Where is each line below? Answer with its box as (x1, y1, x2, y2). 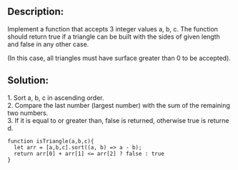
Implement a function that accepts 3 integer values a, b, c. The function (7, 24, 218, 33)
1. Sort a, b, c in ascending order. (7, 93, 104, 102)
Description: (7, 6, 64, 18)
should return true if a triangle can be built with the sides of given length (7, 32, 220, 41)
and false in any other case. (7, 39, 89, 49)
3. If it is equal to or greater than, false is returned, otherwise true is (7, 116, 207, 124)
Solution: (7, 74, 49, 86)
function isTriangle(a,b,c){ (7, 137, 94, 145)
